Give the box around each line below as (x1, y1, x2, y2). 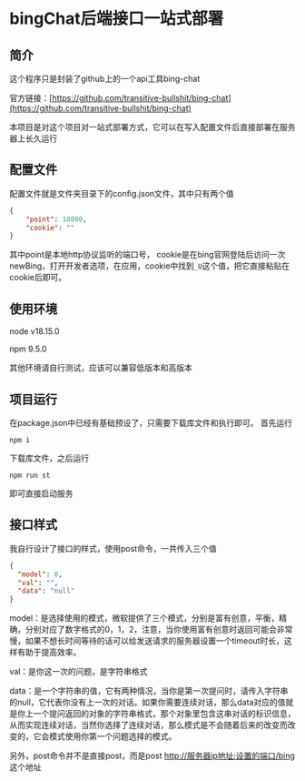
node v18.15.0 (9, 326, 61, 337)
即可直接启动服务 (9, 488, 74, 499)
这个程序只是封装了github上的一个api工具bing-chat (9, 74, 201, 84)
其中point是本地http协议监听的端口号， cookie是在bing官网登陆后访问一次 (9, 249, 286, 260)
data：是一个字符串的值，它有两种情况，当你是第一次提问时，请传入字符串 (9, 685, 289, 696)
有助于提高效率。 (16, 647, 82, 658)
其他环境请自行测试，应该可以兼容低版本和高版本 (9, 362, 192, 373)
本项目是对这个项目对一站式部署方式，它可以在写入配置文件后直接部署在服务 (9, 122, 296, 132)
